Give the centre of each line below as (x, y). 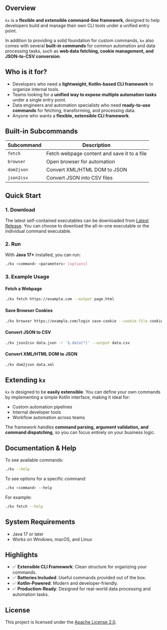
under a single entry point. (39, 100)
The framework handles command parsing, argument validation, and (77, 427)
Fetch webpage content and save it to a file (96, 154)
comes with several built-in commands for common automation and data (80, 46)
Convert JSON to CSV (28, 332)
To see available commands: (34, 460)
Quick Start (23, 195)
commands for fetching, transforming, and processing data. (74, 110)
